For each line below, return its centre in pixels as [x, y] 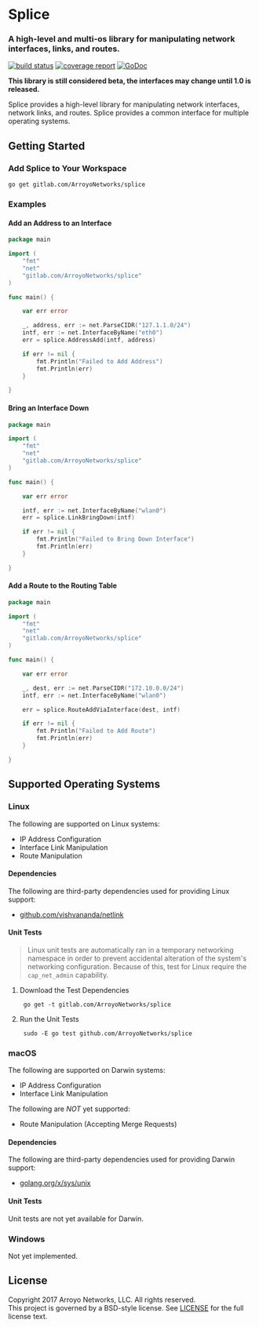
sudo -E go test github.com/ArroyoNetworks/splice [108, 1034]
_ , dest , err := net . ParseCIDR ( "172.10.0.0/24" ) [103, 688]
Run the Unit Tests [49, 1019]
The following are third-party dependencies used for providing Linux [119, 891]
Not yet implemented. [43, 1256]
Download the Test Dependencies [74, 990]
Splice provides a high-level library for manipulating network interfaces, [124, 104]
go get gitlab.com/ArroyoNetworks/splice [77, 185]
